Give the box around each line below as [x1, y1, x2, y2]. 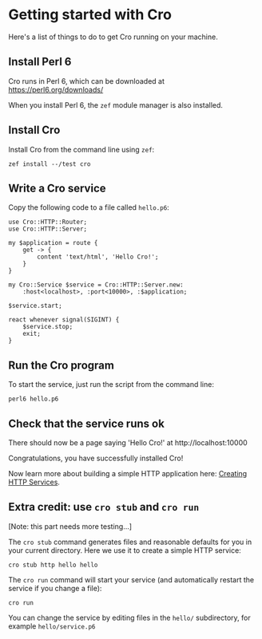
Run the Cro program [8, 358, 114, 372]
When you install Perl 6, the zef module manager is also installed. [8, 100, 224, 109]
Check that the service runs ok [8, 416, 165, 430]
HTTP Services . [8, 477, 60, 487]
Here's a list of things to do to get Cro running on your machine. [8, 32, 218, 41]
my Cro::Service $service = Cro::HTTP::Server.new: [8, 281, 184, 289]
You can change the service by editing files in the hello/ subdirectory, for [8, 613, 251, 622]
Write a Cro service [8, 181, 106, 195]
